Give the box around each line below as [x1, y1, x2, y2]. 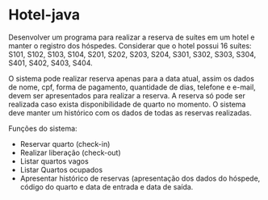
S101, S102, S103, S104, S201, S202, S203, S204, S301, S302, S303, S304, [8, 49, 257, 59]
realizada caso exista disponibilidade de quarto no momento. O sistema [8, 99, 246, 109]
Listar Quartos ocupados [19, 165, 103, 174]
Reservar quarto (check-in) [19, 139, 111, 148]
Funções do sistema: [8, 123, 78, 133]
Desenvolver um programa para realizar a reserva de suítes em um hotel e [8, 32, 255, 42]
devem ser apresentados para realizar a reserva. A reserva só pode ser [8, 90, 246, 100]
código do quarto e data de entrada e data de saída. [19, 181, 194, 191]
